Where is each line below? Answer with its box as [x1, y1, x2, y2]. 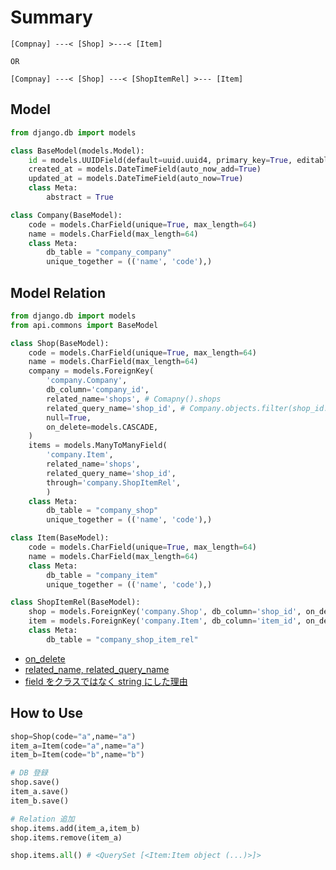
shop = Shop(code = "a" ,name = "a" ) [10, 731, 137, 741]
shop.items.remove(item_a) [10, 832, 123, 843]
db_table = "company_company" [46, 247, 172, 258]
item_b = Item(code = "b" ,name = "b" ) [10, 750, 145, 760]
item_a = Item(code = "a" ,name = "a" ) [10, 741, 145, 751]
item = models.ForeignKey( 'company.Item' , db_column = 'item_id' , [28, 616, 302, 626]
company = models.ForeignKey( [28, 366, 155, 376]
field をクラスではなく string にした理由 [24, 675, 188, 687]
